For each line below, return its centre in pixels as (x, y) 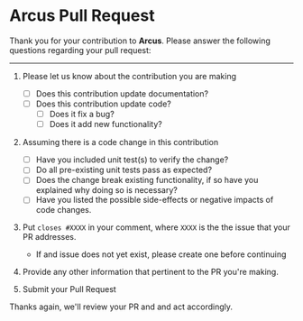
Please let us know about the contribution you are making (129, 76)
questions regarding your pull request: (80, 50)
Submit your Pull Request (69, 289)
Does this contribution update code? (103, 104)
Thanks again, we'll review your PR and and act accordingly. (121, 307)
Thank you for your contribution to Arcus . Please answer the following (140, 41)
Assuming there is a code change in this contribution (120, 142)
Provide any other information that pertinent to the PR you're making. (151, 272)
